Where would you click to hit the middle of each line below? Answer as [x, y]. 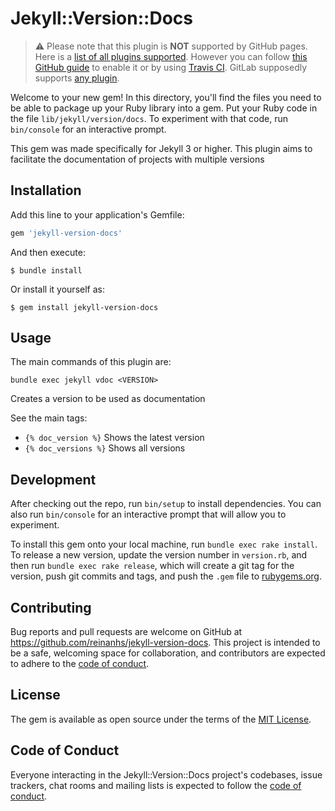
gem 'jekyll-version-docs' [66, 233]
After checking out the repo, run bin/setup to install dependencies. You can [166, 504]
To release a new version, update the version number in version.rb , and [159, 555]
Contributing [51, 607]
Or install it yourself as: [57, 289]
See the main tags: [49, 418]
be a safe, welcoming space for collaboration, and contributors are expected [168, 653]
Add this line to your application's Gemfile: [97, 214]
